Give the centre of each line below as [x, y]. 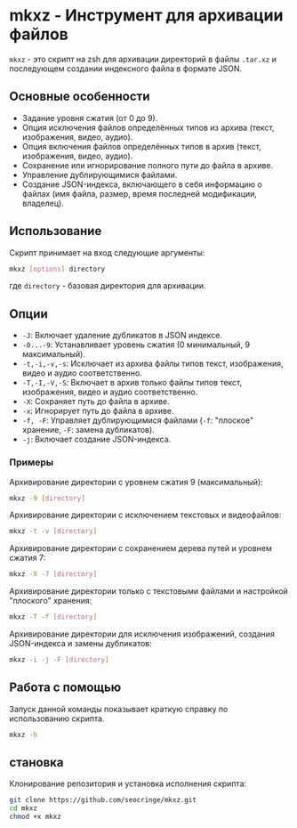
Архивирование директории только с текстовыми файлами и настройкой [149, 591]
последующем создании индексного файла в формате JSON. [126, 69]
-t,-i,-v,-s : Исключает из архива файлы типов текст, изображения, [153, 364]
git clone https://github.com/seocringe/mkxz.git [103, 800]
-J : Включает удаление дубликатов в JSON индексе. [122, 336]
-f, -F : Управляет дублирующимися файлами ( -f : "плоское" [138, 420]
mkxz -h [24, 735]
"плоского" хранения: [51, 601]
